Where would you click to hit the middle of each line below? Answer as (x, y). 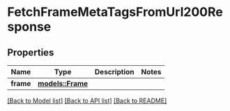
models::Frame (63, 84)
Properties (31, 52)
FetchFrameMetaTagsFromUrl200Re (115, 12)
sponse (29, 27)
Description (114, 72)
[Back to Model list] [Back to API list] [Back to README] (87, 101)
